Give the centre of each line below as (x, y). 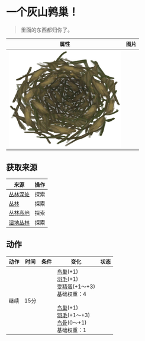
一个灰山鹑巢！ (43, 12)
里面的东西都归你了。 (46, 30)
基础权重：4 (72, 294)
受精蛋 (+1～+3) (76, 286)
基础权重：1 (72, 330)
